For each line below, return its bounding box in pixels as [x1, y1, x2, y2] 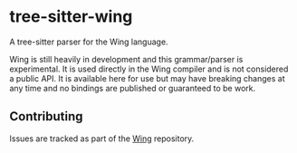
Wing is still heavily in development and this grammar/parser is [9, 53, 244, 64]
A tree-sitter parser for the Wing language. [9, 36, 169, 47]
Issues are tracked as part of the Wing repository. [9, 133, 195, 144]
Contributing [9, 109, 83, 124]
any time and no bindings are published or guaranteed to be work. [9, 82, 256, 93]
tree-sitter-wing [9, 6, 133, 27]
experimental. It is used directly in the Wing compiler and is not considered [9, 63, 289, 74]
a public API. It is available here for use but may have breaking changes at [9, 72, 285, 83]
